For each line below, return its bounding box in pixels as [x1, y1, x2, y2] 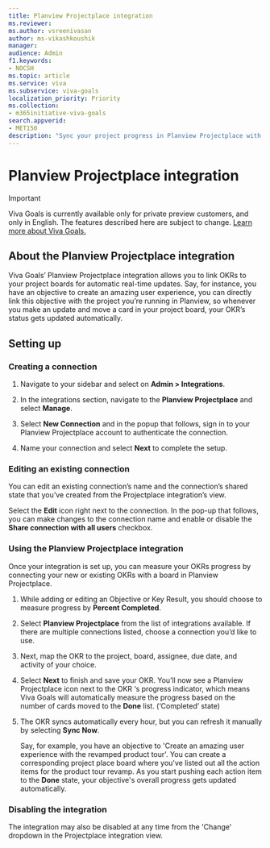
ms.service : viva [8, 79, 67, 87]
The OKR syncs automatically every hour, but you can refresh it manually [19, 717, 263, 726]
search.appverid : [8, 117, 67, 125]
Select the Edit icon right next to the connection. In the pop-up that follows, [8, 505, 260, 516]
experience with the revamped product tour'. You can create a [19, 749, 226, 759]
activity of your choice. [19, 659, 97, 669]
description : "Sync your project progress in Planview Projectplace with [8, 131, 262, 139]
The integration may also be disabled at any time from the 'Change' [8, 821, 232, 831]
